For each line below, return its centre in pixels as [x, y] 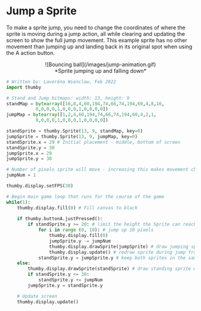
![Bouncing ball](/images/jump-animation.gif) [100, 64]
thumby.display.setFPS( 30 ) [40, 186]
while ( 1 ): [19, 202]
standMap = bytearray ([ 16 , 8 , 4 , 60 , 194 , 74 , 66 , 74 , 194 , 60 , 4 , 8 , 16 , [85, 104]
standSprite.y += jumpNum [70, 280]
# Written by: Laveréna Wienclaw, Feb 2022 [61, 82]
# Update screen [37, 296]
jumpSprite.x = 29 [29, 153]
